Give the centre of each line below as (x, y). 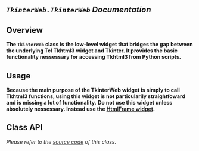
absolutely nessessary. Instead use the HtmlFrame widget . (81, 109)
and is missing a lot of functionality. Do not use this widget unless (89, 103)
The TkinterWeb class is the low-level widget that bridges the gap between (99, 45)
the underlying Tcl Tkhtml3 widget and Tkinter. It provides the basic (92, 51)
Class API (24, 128)
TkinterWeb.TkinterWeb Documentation (79, 10)
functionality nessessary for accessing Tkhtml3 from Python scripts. (94, 57)
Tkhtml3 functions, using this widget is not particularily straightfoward (96, 96)
